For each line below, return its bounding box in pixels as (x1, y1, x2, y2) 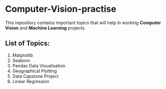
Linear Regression (12, 78, 50, 84)
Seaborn (12, 58, 30, 63)
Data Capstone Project (12, 73, 58, 79)
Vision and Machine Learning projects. (5, 25, 86, 30)
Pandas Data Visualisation (12, 62, 66, 68)
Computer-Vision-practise (5, 3, 116, 15)
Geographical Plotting (12, 68, 57, 74)
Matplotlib (12, 52, 33, 58)
